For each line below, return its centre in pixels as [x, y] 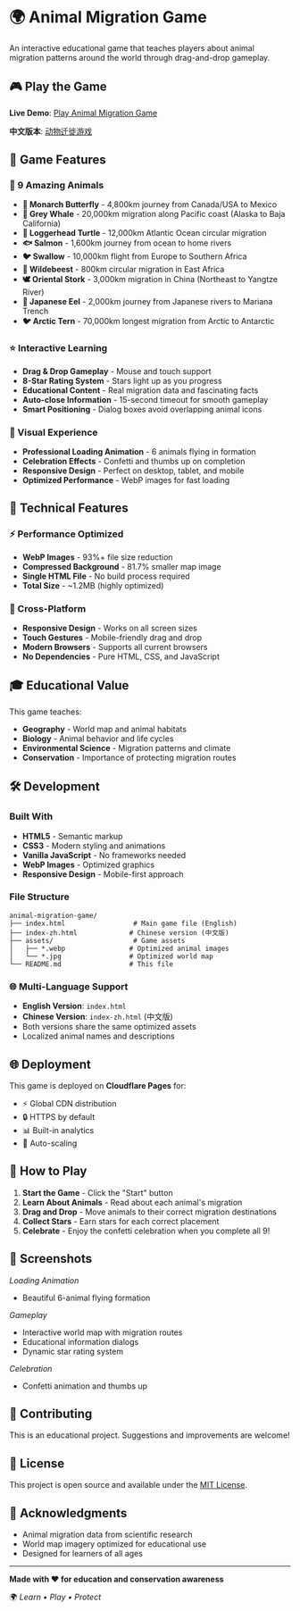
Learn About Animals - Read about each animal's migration [132, 1202]
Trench [35, 311]
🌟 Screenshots [51, 1259]
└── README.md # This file [92, 964]
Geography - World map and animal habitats [104, 729]
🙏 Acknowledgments [68, 1513]
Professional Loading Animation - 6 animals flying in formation [139, 452]
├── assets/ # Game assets [97, 940]
